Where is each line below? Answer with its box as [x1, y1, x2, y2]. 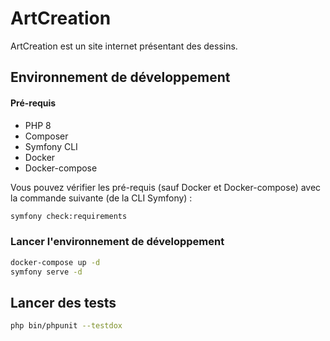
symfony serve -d [10, 267, 83, 277]
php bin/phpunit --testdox [10, 321, 123, 331]
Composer [24, 130, 69, 142]
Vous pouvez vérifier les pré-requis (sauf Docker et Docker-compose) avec [10, 181, 322, 193]
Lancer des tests [10, 294, 117, 311]
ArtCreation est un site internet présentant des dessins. [10, 40, 238, 52]
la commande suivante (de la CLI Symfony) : [10, 192, 193, 204]
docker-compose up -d [10, 257, 101, 267]
